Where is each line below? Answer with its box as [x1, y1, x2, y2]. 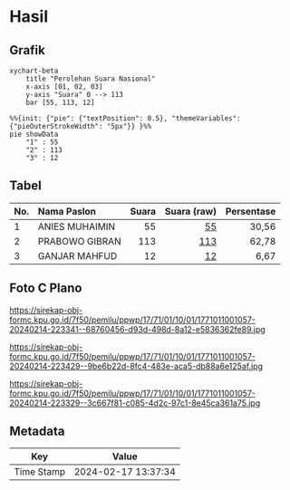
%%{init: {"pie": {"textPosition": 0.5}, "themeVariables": [9, 114, 242, 123]
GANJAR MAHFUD [37, 249, 118, 262]
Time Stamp [14, 466, 66, 478]
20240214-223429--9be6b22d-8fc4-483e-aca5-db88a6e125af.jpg [9, 360, 263, 371]
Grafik [9, 43, 45, 58]
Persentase [225, 205, 276, 217]
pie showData [9, 130, 59, 139]
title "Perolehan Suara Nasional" [25, 74, 156, 83]
